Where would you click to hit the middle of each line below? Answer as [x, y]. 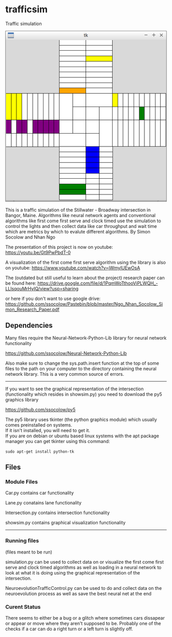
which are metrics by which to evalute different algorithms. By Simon [78, 231]
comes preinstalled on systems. [39, 425]
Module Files [22, 482]
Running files [22, 541]
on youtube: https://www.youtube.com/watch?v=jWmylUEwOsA [73, 268]
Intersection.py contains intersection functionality [58, 513]
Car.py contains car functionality [40, 493]
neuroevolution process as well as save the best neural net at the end [79, 593]
